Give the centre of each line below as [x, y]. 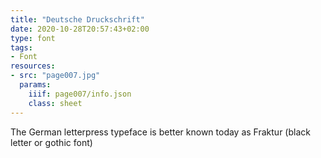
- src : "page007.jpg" [55, 76]
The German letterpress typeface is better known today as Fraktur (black [160, 132]
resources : [33, 66]
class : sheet [55, 103]
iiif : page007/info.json [80, 94]
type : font [33, 38]
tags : [21, 47]
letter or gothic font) [51, 142]
